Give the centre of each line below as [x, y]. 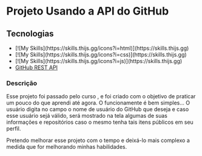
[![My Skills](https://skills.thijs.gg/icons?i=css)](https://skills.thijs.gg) [101, 55]
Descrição [22, 83]
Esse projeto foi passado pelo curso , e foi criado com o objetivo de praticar [101, 97]
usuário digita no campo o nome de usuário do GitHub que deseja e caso [98, 109]
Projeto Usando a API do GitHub [88, 11]
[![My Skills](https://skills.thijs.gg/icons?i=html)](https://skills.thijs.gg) [102, 48]
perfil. [14, 129]
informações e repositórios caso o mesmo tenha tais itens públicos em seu [100, 122]
